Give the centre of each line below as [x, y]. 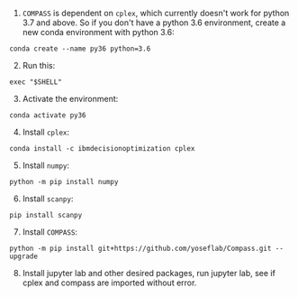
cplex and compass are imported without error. [109, 283]
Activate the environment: [70, 99]
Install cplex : [46, 132]
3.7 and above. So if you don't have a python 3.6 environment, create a [154, 23]
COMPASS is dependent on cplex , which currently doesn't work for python [156, 13]
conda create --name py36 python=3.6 [80, 49]
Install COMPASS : [50, 232]
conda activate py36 [48, 116]
